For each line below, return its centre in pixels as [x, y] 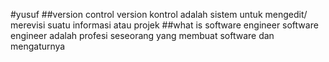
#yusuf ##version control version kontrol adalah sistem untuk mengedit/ [159, 14]
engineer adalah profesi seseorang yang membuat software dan [142, 35]
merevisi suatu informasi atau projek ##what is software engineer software [164, 25]
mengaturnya [38, 46]
